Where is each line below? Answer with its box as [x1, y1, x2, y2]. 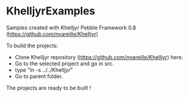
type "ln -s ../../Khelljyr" [14, 66, 73, 73]
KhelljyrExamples [6, 4, 95, 18]
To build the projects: [6, 42, 58, 49]
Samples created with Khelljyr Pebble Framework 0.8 [6, 24, 136, 31]
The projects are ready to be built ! [6, 84, 91, 91]
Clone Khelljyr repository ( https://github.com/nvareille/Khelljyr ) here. [14, 53, 184, 60]
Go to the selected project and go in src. [14, 60, 114, 67]
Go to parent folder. [14, 72, 63, 80]
